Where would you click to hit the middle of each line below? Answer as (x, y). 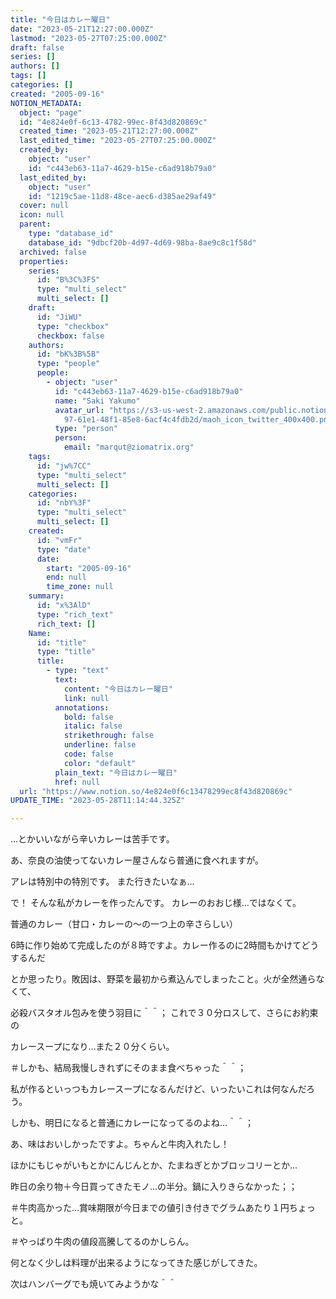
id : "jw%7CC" (64, 466)
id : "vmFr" (59, 540)
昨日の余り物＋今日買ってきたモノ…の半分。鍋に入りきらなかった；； (154, 1187)
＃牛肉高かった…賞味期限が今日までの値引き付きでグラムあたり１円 (150, 1208)
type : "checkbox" (73, 326)
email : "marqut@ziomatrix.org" (129, 447)
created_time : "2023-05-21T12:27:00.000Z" (109, 131)
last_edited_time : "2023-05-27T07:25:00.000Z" (118, 141)
